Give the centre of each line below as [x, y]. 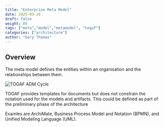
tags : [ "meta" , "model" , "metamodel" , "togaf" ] [53, 28]
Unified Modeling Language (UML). [41, 119]
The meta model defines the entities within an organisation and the [73, 69]
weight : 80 [16, 23]
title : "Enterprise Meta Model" [38, 10]
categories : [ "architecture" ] [36, 33]
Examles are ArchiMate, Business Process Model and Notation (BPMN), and [82, 114]
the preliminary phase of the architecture [47, 104]
